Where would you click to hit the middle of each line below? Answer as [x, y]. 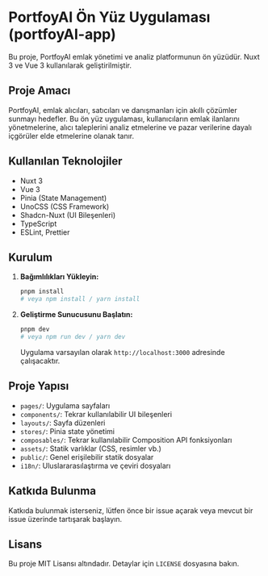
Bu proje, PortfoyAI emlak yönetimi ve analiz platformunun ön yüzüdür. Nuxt [134, 56]
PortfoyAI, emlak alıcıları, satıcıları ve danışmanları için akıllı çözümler [123, 110]
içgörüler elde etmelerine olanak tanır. [71, 136]
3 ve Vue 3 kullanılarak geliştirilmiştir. [70, 65]
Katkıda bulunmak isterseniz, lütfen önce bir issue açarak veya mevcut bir [131, 510]
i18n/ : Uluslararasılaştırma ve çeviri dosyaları [95, 465]
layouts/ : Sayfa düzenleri [63, 423]
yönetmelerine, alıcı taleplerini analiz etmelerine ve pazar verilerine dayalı [130, 127]
